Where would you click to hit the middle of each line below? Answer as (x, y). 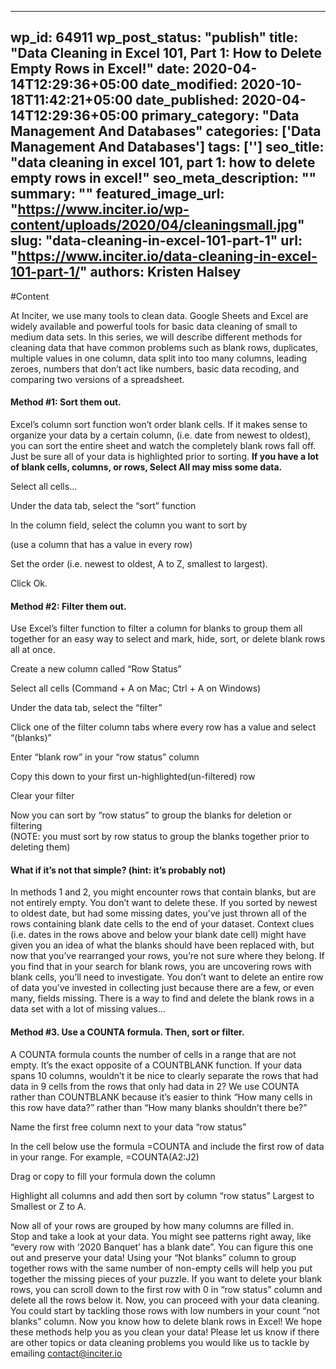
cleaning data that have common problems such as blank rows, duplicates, (164, 347)
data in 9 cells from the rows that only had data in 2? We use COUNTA (155, 1086)
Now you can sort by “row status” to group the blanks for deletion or (151, 815)
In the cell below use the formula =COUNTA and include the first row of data (167, 1146)
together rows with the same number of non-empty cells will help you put (161, 1268)
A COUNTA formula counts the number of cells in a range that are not (153, 1054)
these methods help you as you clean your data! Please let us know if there (165, 1332)
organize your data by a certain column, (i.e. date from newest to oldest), (161, 435)
